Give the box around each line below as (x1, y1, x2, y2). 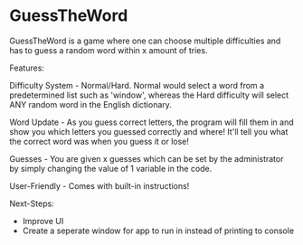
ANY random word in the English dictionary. (9, 99, 172, 109)
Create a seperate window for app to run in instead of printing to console (22, 225, 295, 236)
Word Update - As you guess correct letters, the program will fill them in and (9, 117, 294, 127)
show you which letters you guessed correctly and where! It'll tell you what (9, 126, 289, 137)
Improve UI (22, 215, 64, 226)
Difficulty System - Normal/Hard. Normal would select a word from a (9, 80, 265, 90)
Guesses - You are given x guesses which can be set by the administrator (9, 153, 284, 164)
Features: (9, 62, 45, 73)
